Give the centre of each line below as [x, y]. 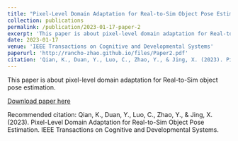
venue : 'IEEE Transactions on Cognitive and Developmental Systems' [110, 47]
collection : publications [45, 20]
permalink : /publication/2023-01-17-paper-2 [74, 27]
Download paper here [39, 101]
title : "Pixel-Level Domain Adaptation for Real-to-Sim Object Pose [110, 14]
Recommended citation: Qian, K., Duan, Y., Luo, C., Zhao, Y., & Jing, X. [110, 114]
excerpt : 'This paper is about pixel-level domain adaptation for [107, 33]
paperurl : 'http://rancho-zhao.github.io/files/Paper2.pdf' [98, 54]
